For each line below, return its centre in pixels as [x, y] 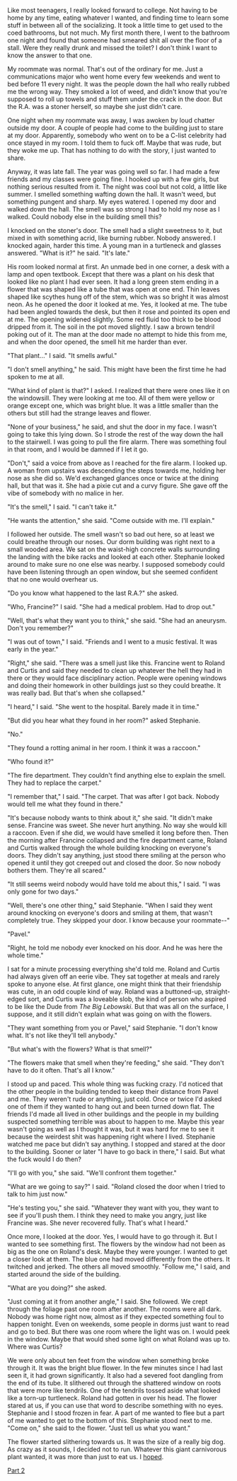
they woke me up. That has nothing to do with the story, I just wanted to [112, 150]
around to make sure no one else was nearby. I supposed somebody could [116, 564]
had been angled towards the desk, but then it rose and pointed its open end [119, 312]
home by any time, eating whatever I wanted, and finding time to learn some [118, 18]
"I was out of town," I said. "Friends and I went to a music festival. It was [112, 642]
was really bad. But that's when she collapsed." [76, 693]
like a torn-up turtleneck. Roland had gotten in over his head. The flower [112, 1398]
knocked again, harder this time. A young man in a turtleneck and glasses [114, 246]
